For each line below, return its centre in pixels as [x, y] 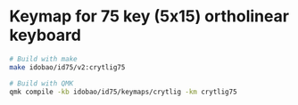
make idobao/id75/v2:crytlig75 [67, 67]
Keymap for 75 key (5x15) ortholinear [149, 16]
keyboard [46, 35]
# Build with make [43, 59]
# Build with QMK [41, 83]
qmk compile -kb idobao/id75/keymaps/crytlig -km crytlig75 [124, 92]
